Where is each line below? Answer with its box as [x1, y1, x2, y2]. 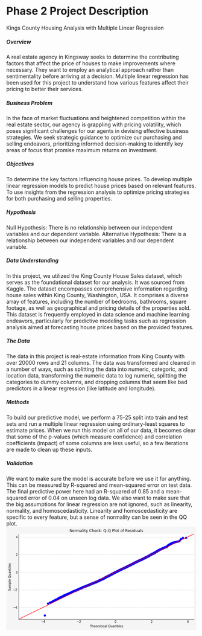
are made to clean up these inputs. [6, 446, 93, 453]
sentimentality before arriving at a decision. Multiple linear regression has [6, 72, 189, 80]
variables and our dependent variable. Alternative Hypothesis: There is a [6, 230, 186, 237]
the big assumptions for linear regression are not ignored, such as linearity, [6, 500, 193, 508]
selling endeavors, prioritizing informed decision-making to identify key [6, 140, 184, 147]
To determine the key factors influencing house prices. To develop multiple [6, 175, 192, 182]
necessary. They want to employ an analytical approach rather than [6, 66, 174, 73]
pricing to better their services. [6, 85, 83, 92]
